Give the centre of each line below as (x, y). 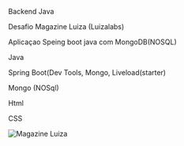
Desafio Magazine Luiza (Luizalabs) (66, 26)
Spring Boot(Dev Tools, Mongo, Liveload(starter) (87, 73)
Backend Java (31, 11)
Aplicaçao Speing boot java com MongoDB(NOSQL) (92, 42)
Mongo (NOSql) (34, 88)
